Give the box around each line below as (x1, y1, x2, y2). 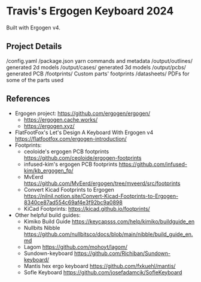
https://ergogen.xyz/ (23, 122, 75, 129)
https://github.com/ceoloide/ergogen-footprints (23, 154, 142, 161)
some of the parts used (6, 76, 64, 83)
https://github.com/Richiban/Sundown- (74, 250, 171, 257)
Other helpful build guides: (14, 211, 81, 219)
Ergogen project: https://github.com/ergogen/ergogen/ (14, 110, 151, 117)
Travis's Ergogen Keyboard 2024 (6, 4, 174, 18)
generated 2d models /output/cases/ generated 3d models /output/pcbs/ (6, 63, 187, 71)
